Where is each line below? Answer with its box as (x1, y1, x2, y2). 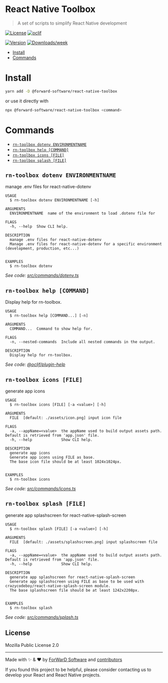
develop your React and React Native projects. (5, 671, 101, 678)
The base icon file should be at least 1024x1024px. (9, 459, 122, 464)
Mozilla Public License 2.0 (5, 642, 59, 648)
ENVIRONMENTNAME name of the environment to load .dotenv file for (9, 211, 155, 216)
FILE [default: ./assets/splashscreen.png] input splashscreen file (9, 539, 157, 544)
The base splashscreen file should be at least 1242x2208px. (9, 588, 140, 593)
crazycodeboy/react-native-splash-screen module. (5, 583, 111, 588)
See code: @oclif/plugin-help (5, 361, 65, 367)
